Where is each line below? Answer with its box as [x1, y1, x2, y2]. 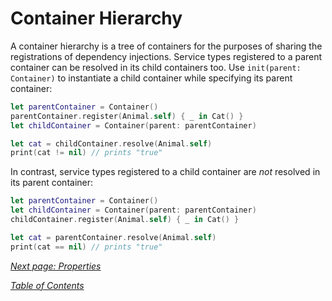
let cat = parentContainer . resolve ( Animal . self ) [10, 232, 217, 242]
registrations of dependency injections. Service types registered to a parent [10, 50, 323, 62]
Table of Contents [10, 279, 85, 291]
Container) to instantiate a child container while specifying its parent [10, 72, 293, 84]
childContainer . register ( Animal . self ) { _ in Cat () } [10, 215, 240, 225]
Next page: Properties [10, 260, 102, 272]
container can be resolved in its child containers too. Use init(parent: [10, 61, 302, 73]
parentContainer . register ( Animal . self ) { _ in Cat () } [10, 111, 244, 121]
